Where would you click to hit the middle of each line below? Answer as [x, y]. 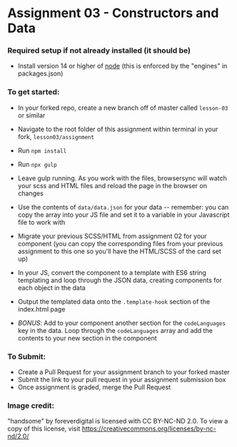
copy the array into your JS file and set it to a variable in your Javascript [123, 215]
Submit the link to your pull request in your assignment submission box [122, 380]
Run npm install [42, 150]
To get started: [34, 92]
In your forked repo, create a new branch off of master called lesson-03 [123, 108]
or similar [31, 115]
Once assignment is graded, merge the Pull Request [94, 387]
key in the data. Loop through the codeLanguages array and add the [115, 330]
